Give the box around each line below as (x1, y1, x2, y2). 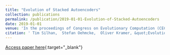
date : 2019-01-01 (5, 21, 42, 26)
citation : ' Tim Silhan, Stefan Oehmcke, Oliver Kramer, (5, 30, 133, 35)
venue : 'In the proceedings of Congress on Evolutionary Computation (5, 26, 155, 31)
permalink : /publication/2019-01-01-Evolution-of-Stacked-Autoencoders (5, 16, 159, 21)
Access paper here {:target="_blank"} (5, 44, 83, 50)
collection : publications (5, 12, 60, 17)
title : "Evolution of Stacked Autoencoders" (5, 7, 101, 12)
